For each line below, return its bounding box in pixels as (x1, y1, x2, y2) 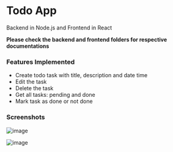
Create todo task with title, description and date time (15, 72, 148, 79)
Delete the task (15, 85, 54, 92)
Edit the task (15, 78, 47, 86)
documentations (6, 42, 50, 50)
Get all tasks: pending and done (15, 91, 96, 99)
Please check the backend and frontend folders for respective (6, 36, 167, 43)
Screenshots (6, 113, 45, 121)
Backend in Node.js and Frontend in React (6, 24, 112, 31)
